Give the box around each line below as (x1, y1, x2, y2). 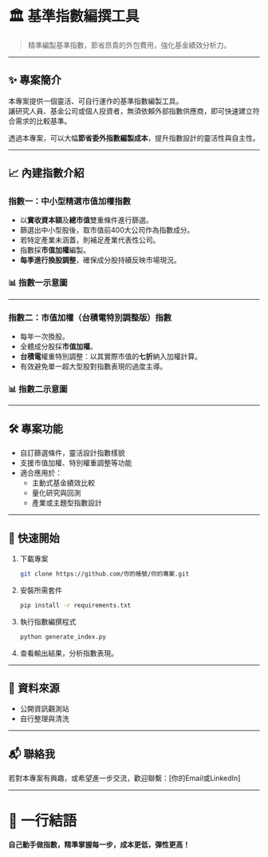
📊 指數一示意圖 (8, 277, 68, 289)
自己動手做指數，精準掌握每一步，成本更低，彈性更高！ (8, 840, 190, 850)
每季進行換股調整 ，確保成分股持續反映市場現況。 (19, 255, 181, 265)
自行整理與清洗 (19, 714, 69, 723)
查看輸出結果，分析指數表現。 (19, 648, 118, 658)
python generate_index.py (19, 632, 106, 640)
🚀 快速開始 (8, 531, 60, 544)
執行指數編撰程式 (19, 616, 77, 626)
